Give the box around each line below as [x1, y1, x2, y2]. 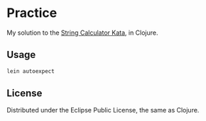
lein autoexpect [6, 67, 55, 75]
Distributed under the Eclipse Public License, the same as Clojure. [6, 106, 200, 115]
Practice [6, 5, 58, 21]
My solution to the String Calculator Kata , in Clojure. [6, 28, 158, 37]
